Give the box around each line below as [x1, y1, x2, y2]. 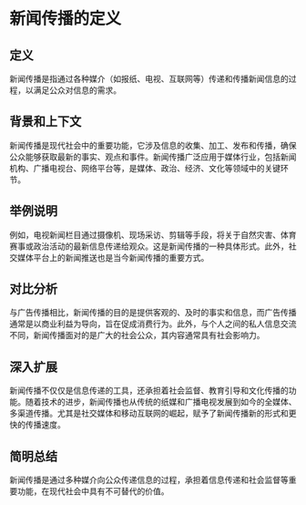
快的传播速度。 [9, 419, 66, 430]
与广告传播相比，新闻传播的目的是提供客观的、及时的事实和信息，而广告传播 [9, 307, 297, 318]
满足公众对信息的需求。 [33, 85, 121, 96]
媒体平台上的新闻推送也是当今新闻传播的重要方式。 [16, 252, 209, 263]
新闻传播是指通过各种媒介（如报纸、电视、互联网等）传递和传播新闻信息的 [9, 74, 289, 84]
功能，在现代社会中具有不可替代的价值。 [16, 486, 169, 497]
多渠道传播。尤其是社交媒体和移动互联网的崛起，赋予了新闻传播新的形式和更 [9, 407, 297, 419]
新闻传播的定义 [9, 8, 122, 29]
